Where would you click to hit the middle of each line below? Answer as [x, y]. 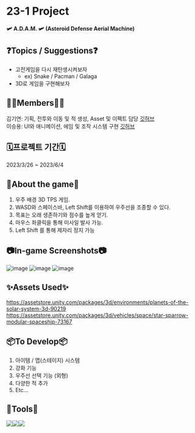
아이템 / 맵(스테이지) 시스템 [48, 360]
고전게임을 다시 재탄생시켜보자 [51, 69]
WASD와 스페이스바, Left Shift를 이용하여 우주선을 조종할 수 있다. [93, 207]
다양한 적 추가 [31, 383]
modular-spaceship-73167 [39, 321]
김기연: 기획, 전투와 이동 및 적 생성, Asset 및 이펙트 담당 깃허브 [80, 118]
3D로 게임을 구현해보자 [42, 83]
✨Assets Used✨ [37, 287]
